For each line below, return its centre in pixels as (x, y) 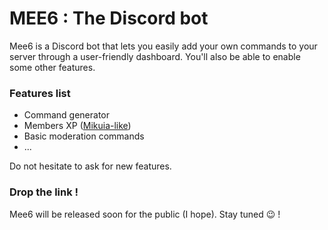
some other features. (52, 67)
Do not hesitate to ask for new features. (90, 166)
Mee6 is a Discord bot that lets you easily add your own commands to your (163, 46)
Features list (40, 93)
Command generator (67, 115)
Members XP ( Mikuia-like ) (77, 126)
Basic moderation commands (84, 136)
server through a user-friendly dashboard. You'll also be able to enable (155, 56)
